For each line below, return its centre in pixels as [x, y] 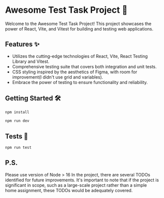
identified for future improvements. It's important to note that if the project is [82, 180]
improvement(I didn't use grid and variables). [58, 77]
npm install [17, 112]
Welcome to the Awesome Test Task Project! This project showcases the [78, 24]
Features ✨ [22, 44]
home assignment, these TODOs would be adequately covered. [69, 190]
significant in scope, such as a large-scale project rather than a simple [76, 185]
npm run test [18, 148]
